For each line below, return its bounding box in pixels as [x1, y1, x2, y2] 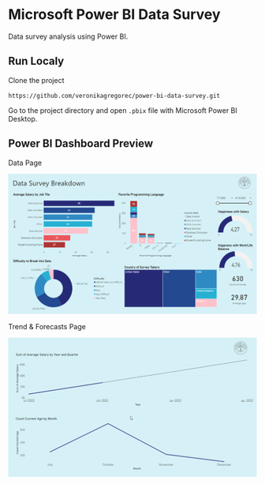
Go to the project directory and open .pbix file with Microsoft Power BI [8, 105, 238, 115]
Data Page [8, 158, 42, 167]
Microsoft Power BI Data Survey [8, 6, 221, 24]
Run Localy [8, 54, 65, 68]
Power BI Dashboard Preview [8, 137, 154, 151]
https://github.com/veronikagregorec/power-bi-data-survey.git [8, 92, 221, 99]
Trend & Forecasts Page [8, 321, 87, 331]
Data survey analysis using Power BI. [8, 32, 129, 41]
